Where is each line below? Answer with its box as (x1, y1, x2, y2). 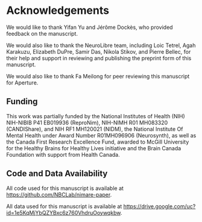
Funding (6, 97, 38, 107)
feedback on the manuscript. (6, 30, 78, 37)
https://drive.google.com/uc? (123, 203, 196, 210)
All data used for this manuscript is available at (6, 203, 122, 210)
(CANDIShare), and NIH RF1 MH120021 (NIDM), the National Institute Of (6, 125, 183, 133)
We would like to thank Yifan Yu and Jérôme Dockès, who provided (6, 24, 173, 31)
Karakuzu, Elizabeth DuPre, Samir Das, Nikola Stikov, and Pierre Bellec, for (6, 48, 191, 55)
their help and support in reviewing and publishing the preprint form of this (6, 54, 192, 62)
